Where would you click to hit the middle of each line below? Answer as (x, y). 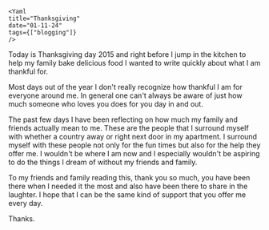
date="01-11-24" (35, 26)
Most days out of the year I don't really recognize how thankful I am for (125, 87)
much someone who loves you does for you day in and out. (106, 104)
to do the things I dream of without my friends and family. (103, 162)
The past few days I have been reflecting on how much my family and (123, 119)
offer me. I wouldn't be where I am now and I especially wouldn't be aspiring (134, 153)
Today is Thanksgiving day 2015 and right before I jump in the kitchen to (127, 54)
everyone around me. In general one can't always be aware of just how (125, 95)
